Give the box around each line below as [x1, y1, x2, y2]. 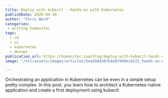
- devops [9, 49, 28, 54]
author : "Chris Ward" [5, 16, 50, 21]
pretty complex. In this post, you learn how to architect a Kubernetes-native [5, 82, 161, 88]
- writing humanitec [7, 26, 50, 31]
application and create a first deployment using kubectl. [5, 87, 120, 93]
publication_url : [5, 53, 41, 59]
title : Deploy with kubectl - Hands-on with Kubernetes [5, 7, 124, 12]
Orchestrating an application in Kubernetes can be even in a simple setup [5, 76, 156, 82]
